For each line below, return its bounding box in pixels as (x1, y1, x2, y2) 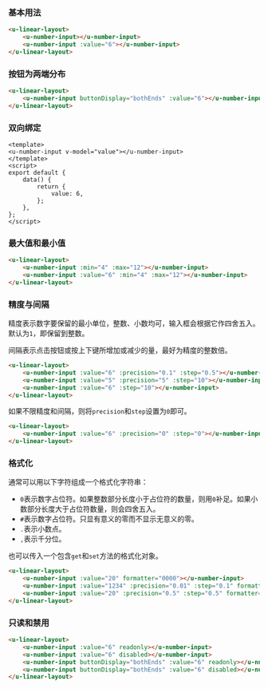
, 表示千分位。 (19, 534, 66, 544)
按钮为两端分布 (8, 68, 66, 79)
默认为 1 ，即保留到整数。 (8, 329, 89, 339)
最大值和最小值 (8, 237, 66, 248)
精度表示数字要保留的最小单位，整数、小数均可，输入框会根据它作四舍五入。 (8, 319, 260, 328)
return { (37, 183, 66, 191)
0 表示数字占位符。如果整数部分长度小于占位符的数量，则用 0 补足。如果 (19, 494, 251, 504)
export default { (8, 169, 66, 177)
